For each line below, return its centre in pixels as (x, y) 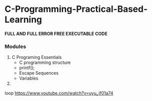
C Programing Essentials (37, 57)
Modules (16, 47)
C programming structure (45, 62)
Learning (23, 20)
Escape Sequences (39, 73)
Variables (29, 78)
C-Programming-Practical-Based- (76, 9)
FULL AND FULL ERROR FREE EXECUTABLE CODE (56, 34)
